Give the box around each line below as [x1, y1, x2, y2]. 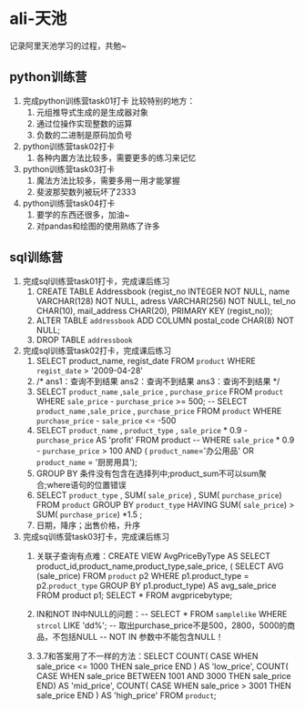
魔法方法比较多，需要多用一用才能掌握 [36, 175, 180, 186]
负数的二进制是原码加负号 [36, 129, 133, 140]
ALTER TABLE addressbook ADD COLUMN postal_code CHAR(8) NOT [36, 315, 294, 326]
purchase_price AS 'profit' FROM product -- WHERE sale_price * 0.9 [36, 434, 295, 445]
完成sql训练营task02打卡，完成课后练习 [22, 345, 172, 356]
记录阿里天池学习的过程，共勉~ [9, 40, 127, 51]
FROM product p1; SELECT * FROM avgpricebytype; [36, 589, 233, 601]
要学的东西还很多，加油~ [36, 208, 130, 219]
